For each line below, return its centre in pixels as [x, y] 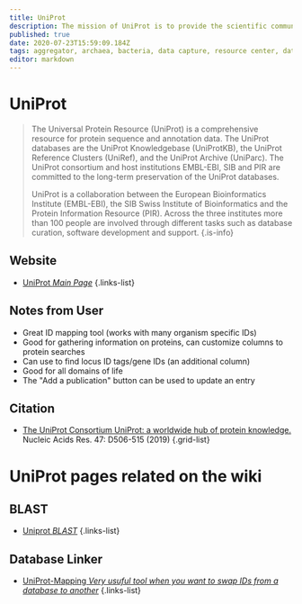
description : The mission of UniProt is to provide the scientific [138, 26]
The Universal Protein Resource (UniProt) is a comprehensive [145, 129]
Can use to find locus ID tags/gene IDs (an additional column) [136, 361]
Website [33, 261]
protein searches [53, 351]
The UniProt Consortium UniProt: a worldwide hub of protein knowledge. [157, 430]
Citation [32, 408]
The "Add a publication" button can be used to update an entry [139, 380]
